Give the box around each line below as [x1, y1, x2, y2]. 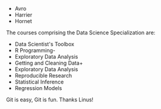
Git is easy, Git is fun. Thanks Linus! [6, 96, 94, 103]
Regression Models [14, 85, 62, 91]
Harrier [14, 11, 33, 18]
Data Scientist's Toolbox [14, 41, 74, 47]
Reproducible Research [14, 72, 72, 79]
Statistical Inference [14, 78, 64, 85]
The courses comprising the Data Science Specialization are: [6, 29, 156, 36]
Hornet [14, 18, 33, 24]
